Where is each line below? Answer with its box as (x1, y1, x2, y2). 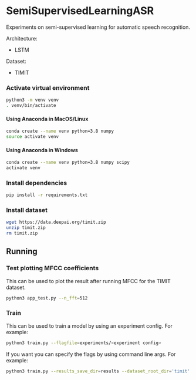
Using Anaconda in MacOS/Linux (6, 115, 89, 122)
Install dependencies (6, 179, 67, 187)
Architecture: (6, 35, 38, 42)
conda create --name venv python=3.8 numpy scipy (6, 160, 130, 166)
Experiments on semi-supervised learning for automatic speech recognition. (6, 23, 191, 31)
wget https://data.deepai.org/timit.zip (6, 219, 107, 226)
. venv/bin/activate (6, 103, 57, 109)
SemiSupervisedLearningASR (6, 4, 154, 18)
